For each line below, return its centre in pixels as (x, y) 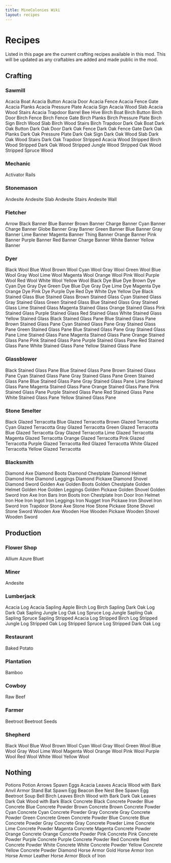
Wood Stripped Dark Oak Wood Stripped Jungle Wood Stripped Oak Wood (83, 145)
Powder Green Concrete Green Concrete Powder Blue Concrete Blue (77, 817)
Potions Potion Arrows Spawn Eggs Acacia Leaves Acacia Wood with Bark (83, 785)
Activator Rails (20, 175)
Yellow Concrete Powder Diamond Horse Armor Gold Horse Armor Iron (79, 850)
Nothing (18, 773)
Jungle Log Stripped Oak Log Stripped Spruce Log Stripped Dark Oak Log (83, 624)
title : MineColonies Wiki (33, 10)
